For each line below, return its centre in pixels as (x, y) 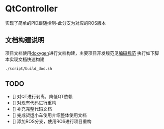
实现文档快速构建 (27, 59)
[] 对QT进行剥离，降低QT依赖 (42, 96)
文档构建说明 (25, 40)
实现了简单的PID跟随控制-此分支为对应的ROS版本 (55, 23)
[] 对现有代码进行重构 (34, 103)
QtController (32, 9)
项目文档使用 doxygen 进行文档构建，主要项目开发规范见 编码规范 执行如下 (80, 53)
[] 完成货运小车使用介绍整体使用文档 (49, 115)
